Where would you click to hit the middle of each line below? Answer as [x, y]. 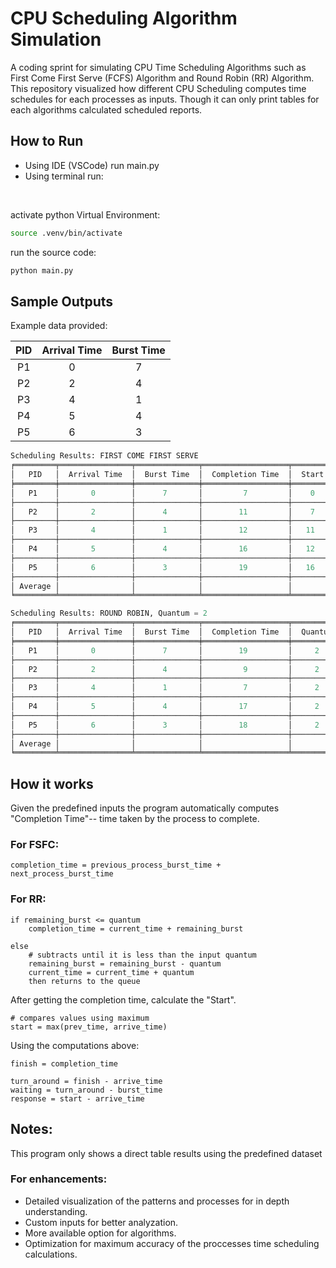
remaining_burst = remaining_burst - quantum [125, 963]
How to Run [47, 141]
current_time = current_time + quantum [111, 972]
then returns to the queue [84, 981]
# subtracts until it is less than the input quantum [142, 955]
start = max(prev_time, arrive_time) [89, 1027]
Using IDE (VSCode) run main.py [92, 165]
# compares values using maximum [80, 1018]
